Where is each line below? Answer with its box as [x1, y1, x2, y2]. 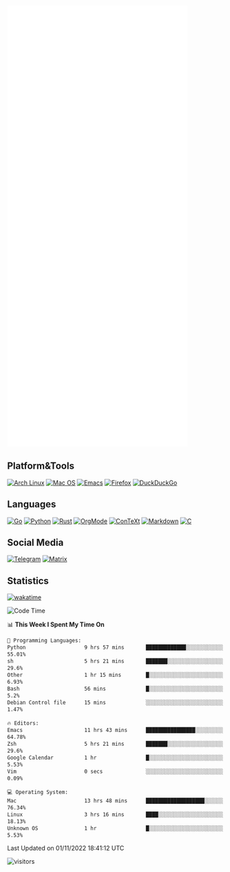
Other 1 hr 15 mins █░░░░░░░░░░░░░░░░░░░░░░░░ [7, 671, 224, 679]
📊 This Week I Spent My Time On [7, 620, 105, 629]
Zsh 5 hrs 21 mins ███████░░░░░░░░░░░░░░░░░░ [7, 740, 224, 748]
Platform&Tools [7, 460, 74, 472]
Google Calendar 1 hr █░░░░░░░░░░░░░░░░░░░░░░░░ [7, 754, 224, 762]
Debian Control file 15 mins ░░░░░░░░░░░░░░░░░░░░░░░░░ [7, 699, 224, 707]
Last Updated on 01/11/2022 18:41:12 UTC [7, 844, 125, 853]
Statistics [7, 575, 50, 587]
